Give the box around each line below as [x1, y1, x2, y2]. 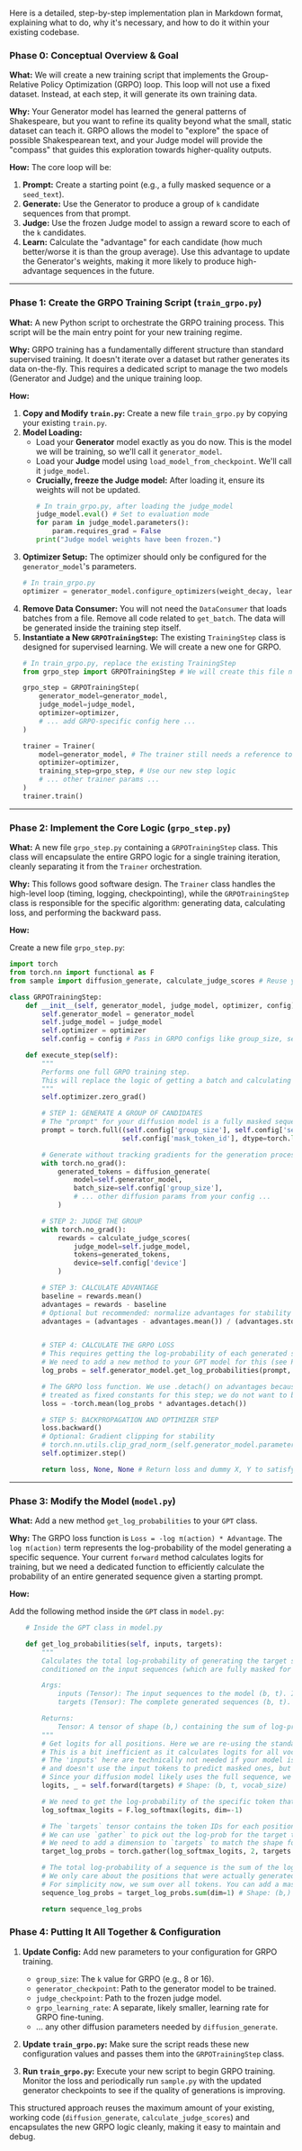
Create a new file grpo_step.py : [9, 942, 126, 953]
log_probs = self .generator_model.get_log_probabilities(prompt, [41, 1366, 292, 1375]
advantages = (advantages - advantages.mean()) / [41, 1317, 231, 1326]
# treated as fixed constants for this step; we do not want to [41, 1391, 288, 1400]
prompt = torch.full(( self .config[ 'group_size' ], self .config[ [41, 1126, 283, 1135]
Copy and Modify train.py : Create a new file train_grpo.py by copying [22, 407, 288, 418]
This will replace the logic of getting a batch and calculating [41, 1075, 292, 1085]
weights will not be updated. [35, 484, 141, 495]
